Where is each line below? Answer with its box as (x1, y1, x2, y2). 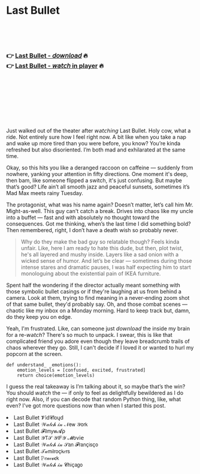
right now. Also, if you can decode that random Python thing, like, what (6, 396, 181, 403)
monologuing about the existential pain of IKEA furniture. (20, 270, 161, 277)
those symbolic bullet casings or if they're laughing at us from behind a (6, 288, 181, 295)
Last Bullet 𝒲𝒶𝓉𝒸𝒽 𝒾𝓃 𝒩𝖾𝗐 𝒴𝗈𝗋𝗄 (14, 421, 88, 428)
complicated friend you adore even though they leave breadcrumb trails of (6, 338, 190, 345)
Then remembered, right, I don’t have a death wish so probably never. (6, 227, 178, 234)
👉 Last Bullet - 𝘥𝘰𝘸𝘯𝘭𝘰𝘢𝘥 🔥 (6, 51, 88, 60)
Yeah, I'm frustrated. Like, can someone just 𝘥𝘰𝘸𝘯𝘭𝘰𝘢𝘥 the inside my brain (6, 325, 190, 332)
